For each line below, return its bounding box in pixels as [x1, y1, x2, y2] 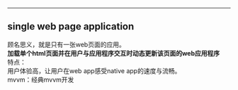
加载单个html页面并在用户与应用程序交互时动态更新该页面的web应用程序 [7, 49, 220, 57]
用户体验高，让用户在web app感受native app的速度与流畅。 [7, 66, 181, 75]
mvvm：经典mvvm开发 [7, 75, 74, 84]
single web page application [7, 20, 135, 32]
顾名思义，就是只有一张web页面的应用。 [7, 40, 125, 49]
